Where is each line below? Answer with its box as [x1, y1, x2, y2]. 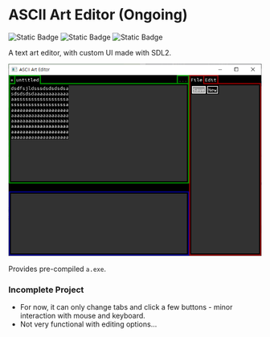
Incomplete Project [8, 284, 84, 295]
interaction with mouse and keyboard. [19, 311, 146, 321]
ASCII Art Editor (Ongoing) [8, 6, 188, 24]
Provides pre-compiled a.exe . [8, 264, 107, 273]
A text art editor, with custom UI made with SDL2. [8, 47, 171, 57]
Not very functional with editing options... [19, 319, 157, 329]
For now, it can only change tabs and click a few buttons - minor [19, 302, 233, 312]
